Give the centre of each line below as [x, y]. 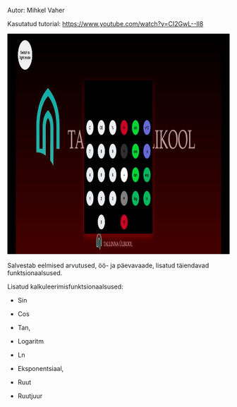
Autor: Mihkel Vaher [36, 10]
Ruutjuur [30, 396]
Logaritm [31, 341]
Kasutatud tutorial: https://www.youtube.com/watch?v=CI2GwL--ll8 [105, 24]
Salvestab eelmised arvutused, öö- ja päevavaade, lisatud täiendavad [108, 265]
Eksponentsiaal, [41, 369]
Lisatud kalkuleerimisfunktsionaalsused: [65, 286]
